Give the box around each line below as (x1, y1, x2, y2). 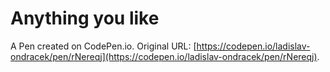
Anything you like (10, 7, 160, 30)
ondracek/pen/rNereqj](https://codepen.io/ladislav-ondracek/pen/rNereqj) (10, 50, 318, 62)
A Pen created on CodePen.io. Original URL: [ (10, 40, 197, 52)
